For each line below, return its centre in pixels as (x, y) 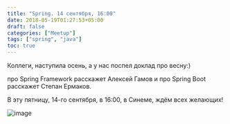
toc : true (21, 46)
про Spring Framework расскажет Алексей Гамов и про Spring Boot (107, 79)
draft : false (26, 26)
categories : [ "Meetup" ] (42, 33)
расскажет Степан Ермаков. (49, 86)
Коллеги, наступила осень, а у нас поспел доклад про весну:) (99, 65)
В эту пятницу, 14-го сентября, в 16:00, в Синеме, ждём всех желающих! (115, 100)
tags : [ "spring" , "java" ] (44, 39)
